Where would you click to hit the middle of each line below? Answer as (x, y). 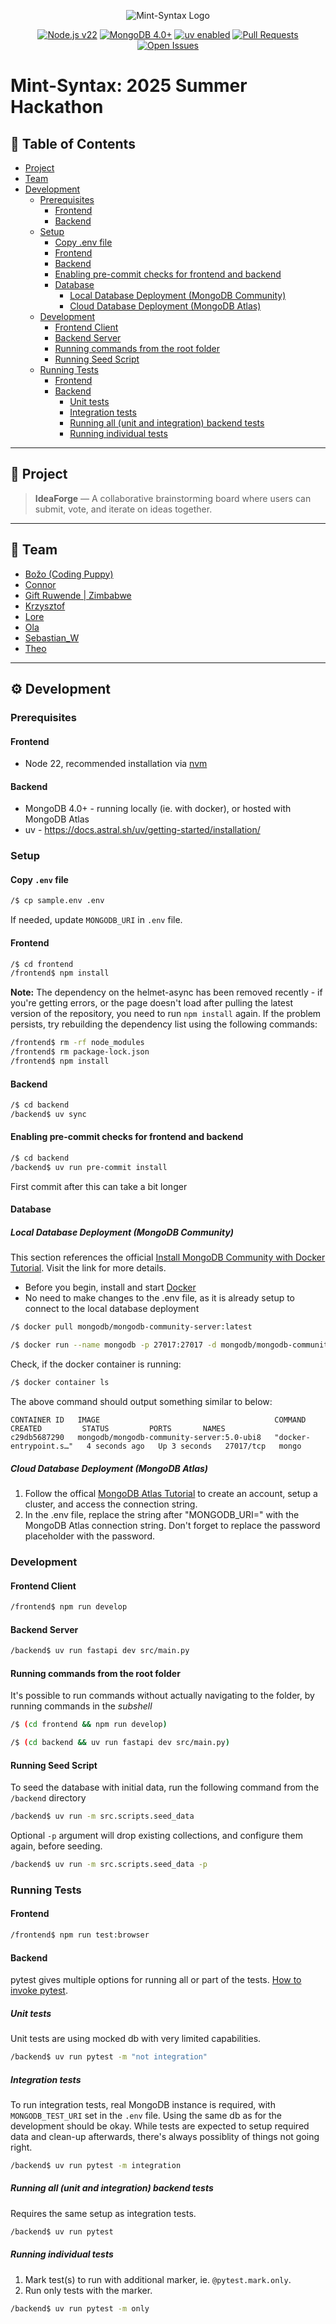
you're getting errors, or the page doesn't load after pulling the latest (152, 1003)
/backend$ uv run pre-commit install (89, 1167)
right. (21, 2147)
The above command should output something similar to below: (141, 1402)
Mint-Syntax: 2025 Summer (129, 86)
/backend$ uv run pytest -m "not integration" (109, 2057)
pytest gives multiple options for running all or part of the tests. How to (156, 1980)
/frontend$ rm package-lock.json (80, 1052)
